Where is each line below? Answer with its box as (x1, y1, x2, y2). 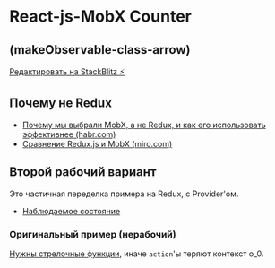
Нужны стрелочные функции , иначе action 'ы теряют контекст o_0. (9, 248, 264, 259)
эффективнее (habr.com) (21, 128, 116, 140)
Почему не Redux (9, 96, 112, 111)
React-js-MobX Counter (9, 6, 193, 27)
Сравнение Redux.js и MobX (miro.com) (21, 138, 173, 149)
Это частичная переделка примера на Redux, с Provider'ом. (9, 188, 239, 199)
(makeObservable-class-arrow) (9, 42, 191, 57)
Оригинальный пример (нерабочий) (9, 228, 176, 240)
